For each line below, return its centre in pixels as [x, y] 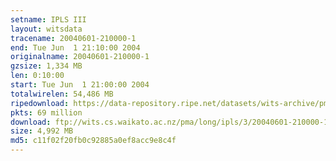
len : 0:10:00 [37, 76]
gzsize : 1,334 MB [46, 66]
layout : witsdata [46, 29]
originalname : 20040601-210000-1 [80, 57]
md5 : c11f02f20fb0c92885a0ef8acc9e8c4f [93, 141]
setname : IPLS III [48, 19]
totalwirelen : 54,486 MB [62, 94]
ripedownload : [40, 103]
